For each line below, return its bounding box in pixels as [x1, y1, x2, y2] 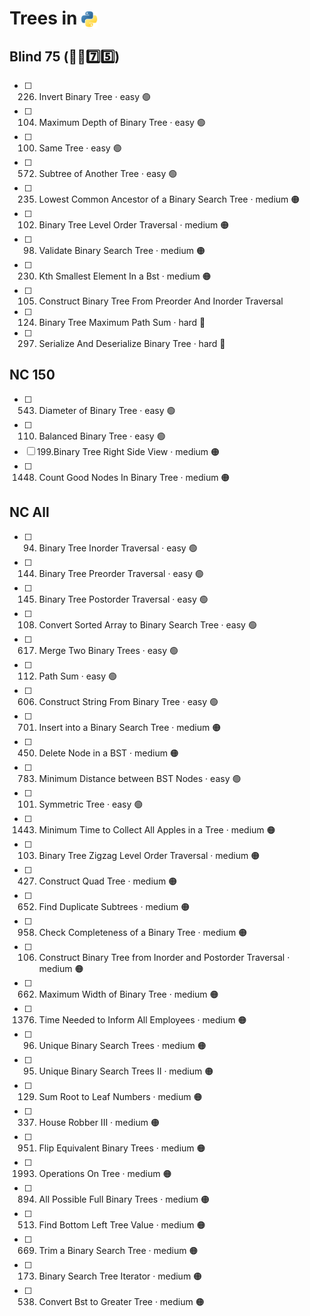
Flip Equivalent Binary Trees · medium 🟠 [38, 1142, 206, 1154]
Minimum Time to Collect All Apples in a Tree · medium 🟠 [38, 823, 276, 836]
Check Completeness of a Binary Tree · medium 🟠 [38, 926, 248, 938]
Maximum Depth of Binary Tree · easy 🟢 [38, 117, 206, 128]
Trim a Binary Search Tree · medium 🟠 [38, 1244, 199, 1256]
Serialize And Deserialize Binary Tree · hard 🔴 [38, 338, 226, 349]
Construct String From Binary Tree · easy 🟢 [38, 695, 219, 707]
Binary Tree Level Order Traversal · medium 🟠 [38, 219, 230, 231]
